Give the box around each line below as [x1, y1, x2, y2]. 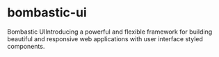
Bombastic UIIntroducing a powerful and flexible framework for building [7, 27, 213, 36]
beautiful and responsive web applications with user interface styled [7, 34, 204, 43]
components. [7, 42, 45, 50]
